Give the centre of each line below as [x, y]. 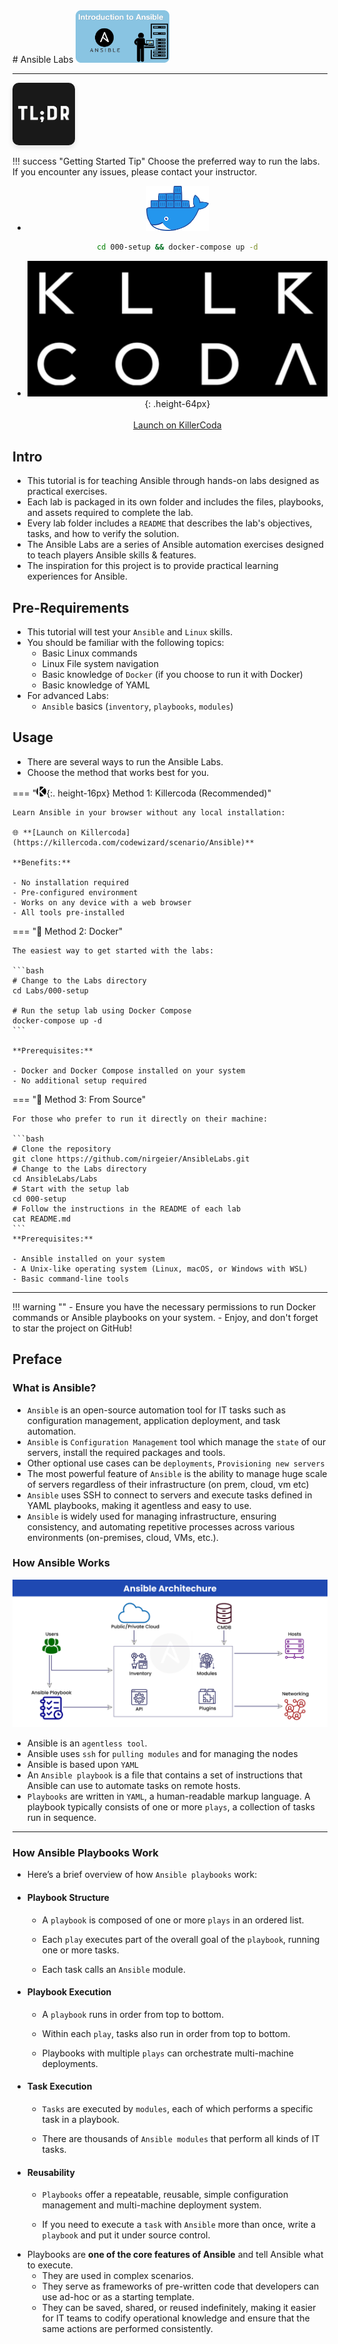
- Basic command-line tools [71, 1279]
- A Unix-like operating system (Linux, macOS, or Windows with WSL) [160, 1269]
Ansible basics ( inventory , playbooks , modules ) [137, 706]
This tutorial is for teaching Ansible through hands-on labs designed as [173, 481]
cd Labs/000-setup [50, 990]
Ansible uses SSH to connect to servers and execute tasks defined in [169, 1495]
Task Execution [59, 2086]
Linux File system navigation [100, 663]
